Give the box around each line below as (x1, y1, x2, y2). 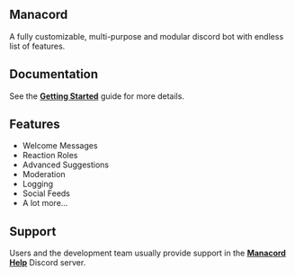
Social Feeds (22, 188, 70, 199)
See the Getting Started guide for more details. (9, 90, 184, 102)
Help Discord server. (9, 257, 86, 268)
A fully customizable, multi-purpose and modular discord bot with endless (9, 31, 284, 41)
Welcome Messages (22, 140, 98, 151)
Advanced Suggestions (22, 159, 110, 170)
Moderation (22, 169, 66, 180)
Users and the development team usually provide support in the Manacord (9, 247, 286, 259)
